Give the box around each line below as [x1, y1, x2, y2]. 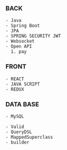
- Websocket [5, 39, 35, 44]
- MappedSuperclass [5, 134, 53, 140]
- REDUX [5, 86, 25, 92]
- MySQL [5, 113, 25, 119]
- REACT [5, 76, 25, 82]
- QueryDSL [5, 129, 32, 135]
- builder [5, 139, 30, 145]
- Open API [5, 43, 32, 50]
